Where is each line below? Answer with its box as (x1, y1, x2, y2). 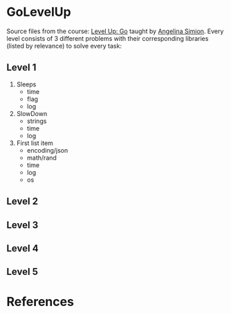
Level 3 (6, 219, 39, 231)
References (6, 294, 74, 310)
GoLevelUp (6, 4, 71, 20)
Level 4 (6, 243, 39, 254)
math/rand (26, 153, 57, 162)
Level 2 (6, 196, 39, 207)
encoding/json (26, 146, 68, 154)
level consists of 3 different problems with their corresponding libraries (6, 34, 209, 42)
